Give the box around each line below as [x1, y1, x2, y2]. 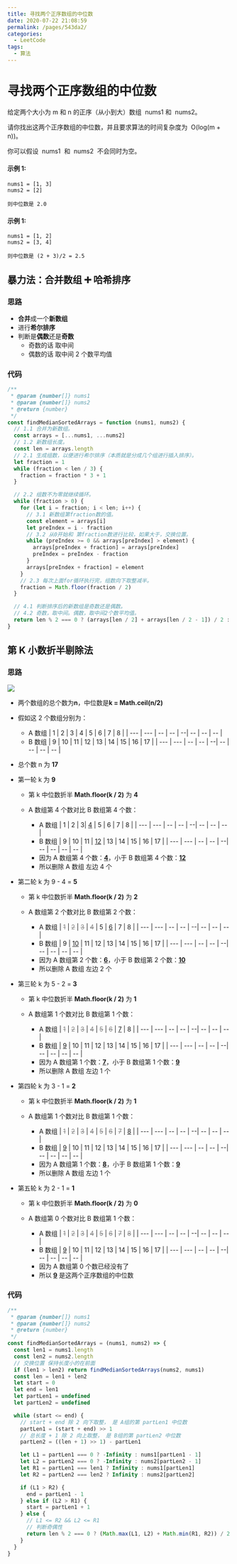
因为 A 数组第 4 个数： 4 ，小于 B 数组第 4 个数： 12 [38, 853, 187, 862]
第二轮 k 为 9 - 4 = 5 [17, 877, 78, 885]
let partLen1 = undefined [13, 1393, 91, 1400]
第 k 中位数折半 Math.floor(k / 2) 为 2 [28, 892, 138, 901]
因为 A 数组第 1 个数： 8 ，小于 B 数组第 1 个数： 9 [38, 1160, 181, 1168]
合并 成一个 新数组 [17, 314, 68, 323]
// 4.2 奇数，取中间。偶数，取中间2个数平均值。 [13, 610, 140, 617]
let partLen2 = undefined [13, 1399, 91, 1407]
